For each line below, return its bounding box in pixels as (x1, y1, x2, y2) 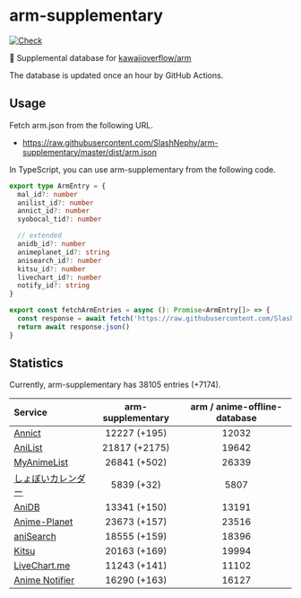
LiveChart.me (13, 559, 71, 572)
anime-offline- (215, 400, 283, 413)
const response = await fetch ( (17, 314, 134, 323)
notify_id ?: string (17, 281, 90, 290)
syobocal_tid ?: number (17, 215, 102, 224)
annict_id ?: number (17, 207, 90, 215)
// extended (17, 231, 63, 241)
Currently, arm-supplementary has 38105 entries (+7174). (9, 379, 221, 391)
